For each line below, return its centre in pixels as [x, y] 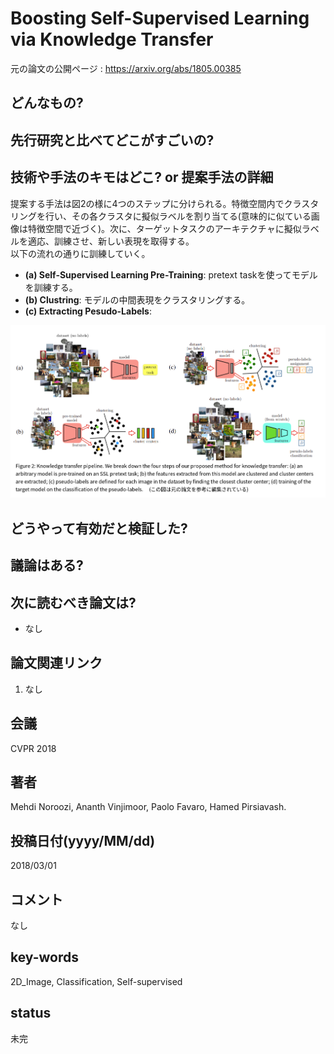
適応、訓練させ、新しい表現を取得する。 [111, 241]
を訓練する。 [51, 287]
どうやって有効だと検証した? [99, 528]
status [31, 1013]
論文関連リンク [56, 663]
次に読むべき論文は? [73, 602]
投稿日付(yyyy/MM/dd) [83, 840]
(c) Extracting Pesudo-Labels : [88, 311]
